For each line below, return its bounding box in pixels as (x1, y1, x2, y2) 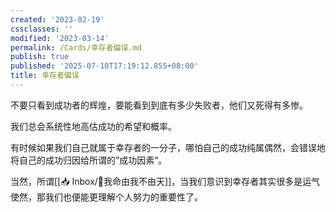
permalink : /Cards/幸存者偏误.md (10, 42, 142, 53)
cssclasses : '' (10, 24, 74, 34)
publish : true (10, 52, 70, 62)
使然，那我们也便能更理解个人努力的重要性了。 (10, 191, 203, 203)
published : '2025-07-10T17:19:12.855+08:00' (10, 61, 199, 71)
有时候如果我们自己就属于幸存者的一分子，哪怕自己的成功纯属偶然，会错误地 (10, 141, 326, 153)
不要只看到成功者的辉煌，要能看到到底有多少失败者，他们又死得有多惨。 (10, 99, 308, 111)
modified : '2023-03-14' (10, 33, 110, 43)
